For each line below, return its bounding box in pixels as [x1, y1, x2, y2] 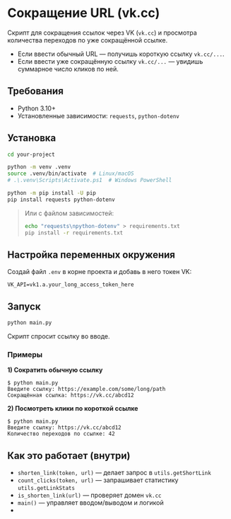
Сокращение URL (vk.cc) [7, 5, 160, 21]
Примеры [7, 349, 43, 359]
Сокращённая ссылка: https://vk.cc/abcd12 [7, 392, 134, 399]
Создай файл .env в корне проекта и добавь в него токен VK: [7, 268, 192, 276]
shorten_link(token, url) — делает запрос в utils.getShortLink [17, 469, 212, 477]
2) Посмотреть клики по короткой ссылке [7, 404, 138, 413]
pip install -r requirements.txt [24, 229, 124, 236]
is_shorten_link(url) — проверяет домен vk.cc [17, 491, 162, 500]
